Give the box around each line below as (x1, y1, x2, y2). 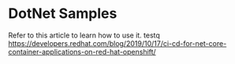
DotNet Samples (8, 5, 117, 23)
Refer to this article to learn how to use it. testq (8, 30, 160, 40)
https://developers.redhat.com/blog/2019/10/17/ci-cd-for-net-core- (8, 38, 227, 48)
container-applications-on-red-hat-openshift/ (8, 47, 156, 56)
